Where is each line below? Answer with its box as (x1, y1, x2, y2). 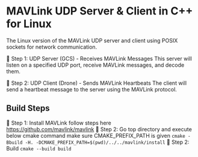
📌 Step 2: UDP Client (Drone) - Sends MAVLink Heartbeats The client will (6, 79, 187, 87)
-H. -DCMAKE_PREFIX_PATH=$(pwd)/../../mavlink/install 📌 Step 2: (25, 138, 190, 146)
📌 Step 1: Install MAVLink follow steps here (6, 119, 111, 126)
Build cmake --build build (6, 144, 72, 152)
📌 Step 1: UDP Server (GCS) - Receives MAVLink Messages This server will (6, 55, 193, 62)
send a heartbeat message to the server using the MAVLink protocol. (6, 85, 178, 93)
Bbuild (6, 140, 23, 146)
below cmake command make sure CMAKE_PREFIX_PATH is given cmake (6, 132, 185, 139)
